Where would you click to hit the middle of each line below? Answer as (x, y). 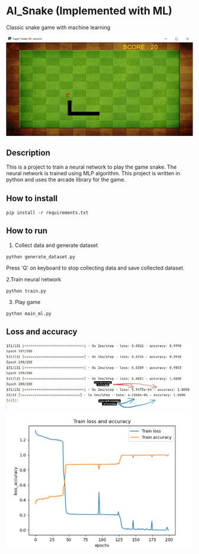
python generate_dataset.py (41, 257)
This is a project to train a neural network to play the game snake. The (92, 167)
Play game (28, 302)
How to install (32, 198)
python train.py (26, 291)
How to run (27, 231)
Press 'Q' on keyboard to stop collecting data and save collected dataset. (95, 268)
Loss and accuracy (42, 332)
